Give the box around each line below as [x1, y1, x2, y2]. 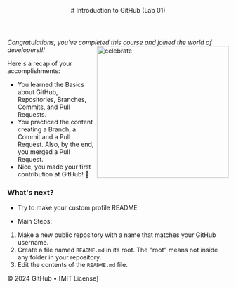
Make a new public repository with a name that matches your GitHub [17, 231, 216, 239]
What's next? [7, 187, 54, 197]
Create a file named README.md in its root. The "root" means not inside [17, 245, 218, 255]
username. [17, 238, 49, 247]
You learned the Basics [17, 80, 84, 89]
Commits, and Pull [17, 103, 70, 111]
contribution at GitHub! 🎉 [17, 170, 90, 178]
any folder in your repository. [17, 253, 102, 262]
